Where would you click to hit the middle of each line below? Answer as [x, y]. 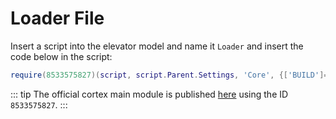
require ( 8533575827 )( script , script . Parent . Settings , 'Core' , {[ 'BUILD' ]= [169, 75]
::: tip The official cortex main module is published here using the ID [149, 94]
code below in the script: [61, 56]
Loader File [57, 18]
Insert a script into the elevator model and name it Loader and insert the [157, 46]
